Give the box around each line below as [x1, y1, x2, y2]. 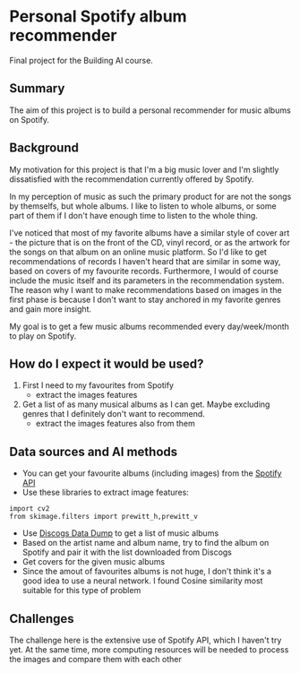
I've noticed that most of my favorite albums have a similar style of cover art [9, 227, 290, 238]
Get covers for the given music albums [21, 557, 166, 567]
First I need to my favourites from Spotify [21, 380, 175, 391]
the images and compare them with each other [9, 654, 182, 664]
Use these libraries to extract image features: [21, 487, 190, 498]
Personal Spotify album [9, 6, 187, 27]
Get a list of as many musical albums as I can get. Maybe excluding [21, 399, 270, 410]
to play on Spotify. [9, 330, 77, 341]
